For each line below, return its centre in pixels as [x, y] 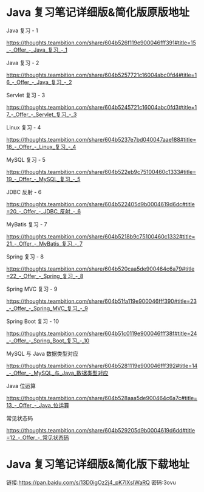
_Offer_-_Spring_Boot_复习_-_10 [50, 341]
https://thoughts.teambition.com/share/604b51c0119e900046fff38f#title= [99, 333]
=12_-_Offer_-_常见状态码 [38, 437]
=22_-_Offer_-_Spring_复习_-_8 [45, 276]
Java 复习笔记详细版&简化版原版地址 [98, 12]
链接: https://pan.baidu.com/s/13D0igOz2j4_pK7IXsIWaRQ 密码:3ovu [91, 482]
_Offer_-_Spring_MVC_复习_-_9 [49, 308]
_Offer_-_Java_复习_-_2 [43, 82]
